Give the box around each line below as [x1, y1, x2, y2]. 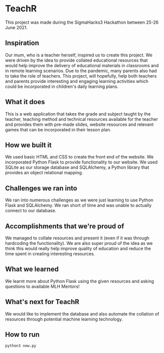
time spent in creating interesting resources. [5, 251, 95, 257]
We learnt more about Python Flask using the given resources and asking [5, 278, 154, 284]
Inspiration [5, 39, 40, 47]
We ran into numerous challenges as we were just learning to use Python [5, 197, 154, 203]
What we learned [5, 265, 59, 274]
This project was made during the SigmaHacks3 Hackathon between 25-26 [5, 19, 159, 25]
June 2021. [5, 24, 28, 30]
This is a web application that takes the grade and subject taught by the [5, 111, 151, 117]
